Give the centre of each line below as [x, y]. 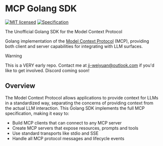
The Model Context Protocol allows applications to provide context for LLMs [82, 97]
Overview [20, 86]
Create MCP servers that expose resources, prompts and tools [75, 128]
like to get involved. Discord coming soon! [47, 70]
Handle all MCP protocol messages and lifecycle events [68, 138]
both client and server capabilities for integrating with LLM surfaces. [74, 46]
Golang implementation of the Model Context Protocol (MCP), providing [77, 41]
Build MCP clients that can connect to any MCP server [67, 122]
